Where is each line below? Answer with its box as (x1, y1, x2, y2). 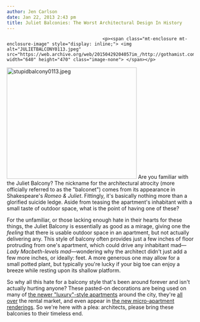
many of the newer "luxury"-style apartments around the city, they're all (7, 291, 183, 298)
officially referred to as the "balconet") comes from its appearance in (7, 186, 176, 193)
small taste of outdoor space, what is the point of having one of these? (7, 205, 180, 212)
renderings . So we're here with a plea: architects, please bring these (7, 304, 174, 311)
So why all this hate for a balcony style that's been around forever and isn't (7, 279, 191, 286)
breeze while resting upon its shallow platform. (7, 267, 121, 274)
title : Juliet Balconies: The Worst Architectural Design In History (7, 20, 183, 26)
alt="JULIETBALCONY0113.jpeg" (7, 46, 82, 52)
